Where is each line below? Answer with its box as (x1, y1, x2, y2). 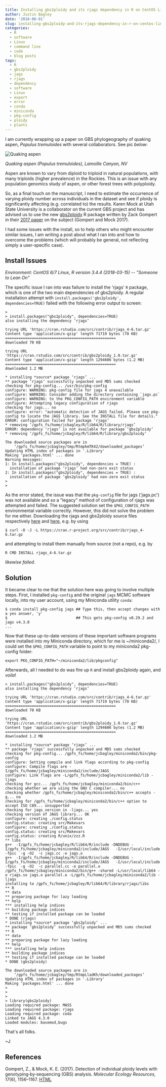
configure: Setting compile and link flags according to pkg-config (5, 760, 149, 765)
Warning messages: (5, 457, 43, 462)
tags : (5, 58, 16, 63)
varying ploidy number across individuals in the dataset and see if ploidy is (5, 195, 157, 201)
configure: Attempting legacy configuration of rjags (5, 401, 119, 406)
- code (9, 49, 23, 54)
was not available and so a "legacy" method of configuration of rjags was (5, 497, 155, 503)
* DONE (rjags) (5, 916, 37, 921)
